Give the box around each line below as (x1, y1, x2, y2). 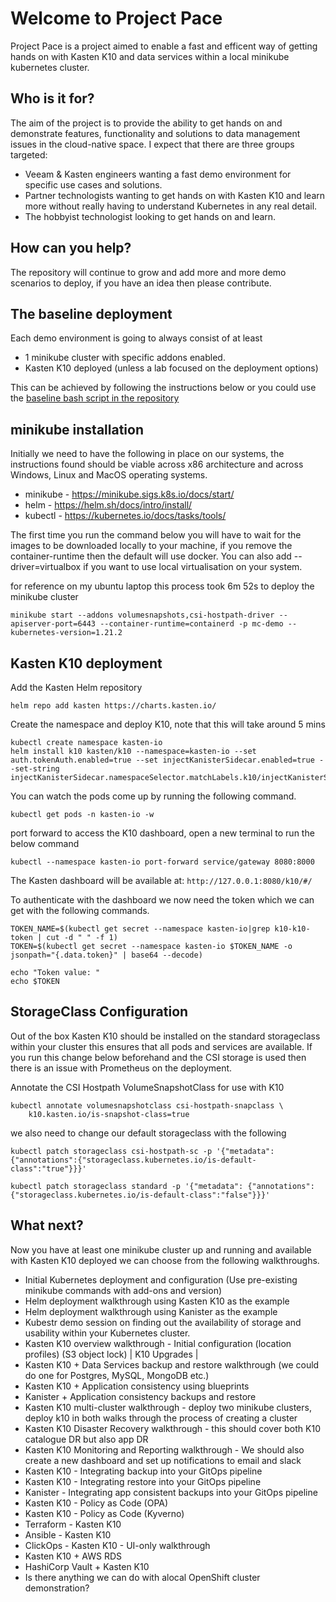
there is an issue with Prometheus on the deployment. (10, 1062, 233, 1074)
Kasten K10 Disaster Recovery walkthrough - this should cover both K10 (24, 1422, 321, 1434)
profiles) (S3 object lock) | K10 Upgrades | (24, 1348, 199, 1360)
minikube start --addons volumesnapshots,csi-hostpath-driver (10, 610, 275, 621)
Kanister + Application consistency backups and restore (24, 1390, 257, 1402)
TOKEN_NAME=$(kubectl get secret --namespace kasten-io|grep (10, 924, 271, 934)
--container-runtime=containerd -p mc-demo (99, 619, 284, 629)
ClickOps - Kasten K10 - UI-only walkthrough (24, 1539, 211, 1551)
